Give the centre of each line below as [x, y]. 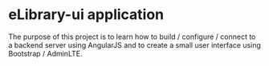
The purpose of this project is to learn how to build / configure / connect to [132, 37]
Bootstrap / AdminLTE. [45, 53]
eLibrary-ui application [86, 15]
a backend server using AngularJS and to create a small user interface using [134, 45]
